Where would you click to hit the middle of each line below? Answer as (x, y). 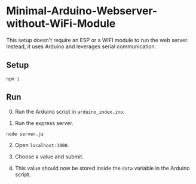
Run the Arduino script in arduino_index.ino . (70, 111)
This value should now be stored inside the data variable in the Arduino (102, 168)
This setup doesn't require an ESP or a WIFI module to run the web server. (97, 40)
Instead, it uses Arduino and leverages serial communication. (81, 46)
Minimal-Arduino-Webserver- (82, 11)
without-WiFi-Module (61, 24)
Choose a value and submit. (49, 157)
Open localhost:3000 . (42, 145)
